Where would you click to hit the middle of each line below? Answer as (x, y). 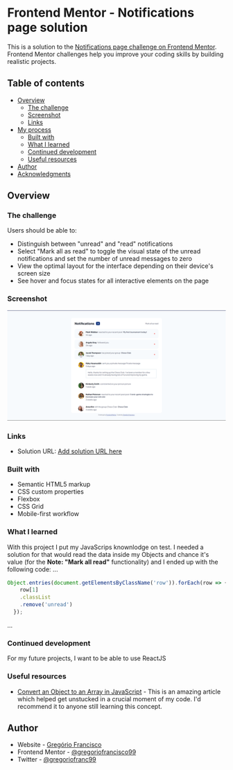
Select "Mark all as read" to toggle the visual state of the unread (109, 251)
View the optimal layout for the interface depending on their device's (115, 266)
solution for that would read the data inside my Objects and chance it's (108, 554)
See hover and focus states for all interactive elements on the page (113, 281)
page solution (48, 27)
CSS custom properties (51, 492)
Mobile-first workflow (48, 514)
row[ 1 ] (29, 590)
